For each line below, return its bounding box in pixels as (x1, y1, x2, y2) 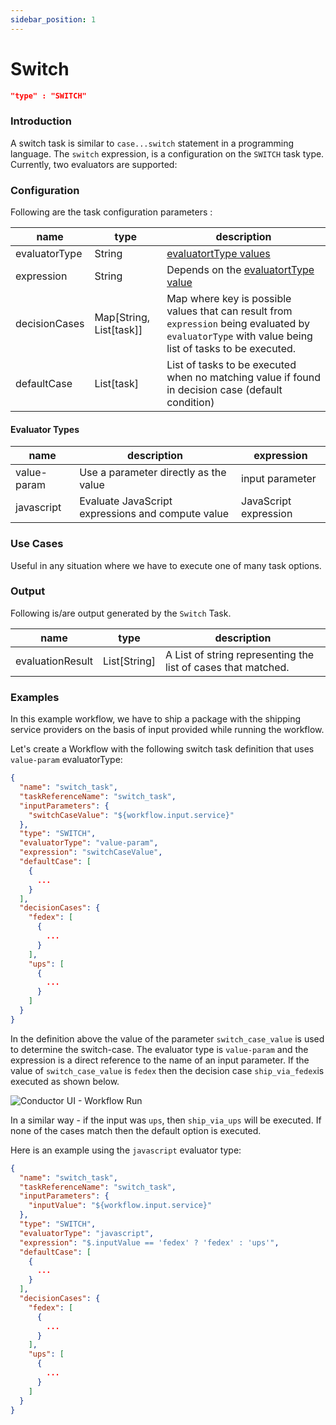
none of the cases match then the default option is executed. (10, 1124, 262, 1136)
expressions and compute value (79, 507, 230, 521)
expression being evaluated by (166, 317, 311, 331)
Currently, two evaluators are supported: (10, 158, 178, 170)
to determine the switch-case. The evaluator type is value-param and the (10, 1043, 309, 1055)
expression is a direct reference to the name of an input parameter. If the (10, 1054, 310, 1066)
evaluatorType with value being (166, 329, 313, 343)
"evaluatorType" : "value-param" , (19, 838, 159, 848)
